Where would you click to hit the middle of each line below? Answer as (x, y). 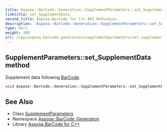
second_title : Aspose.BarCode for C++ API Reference (61, 19)
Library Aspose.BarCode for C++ (46, 124)
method (17, 65)
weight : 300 (17, 33)
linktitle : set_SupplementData (38, 14)
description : (19, 24)
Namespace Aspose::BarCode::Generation (56, 119)
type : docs (16, 28)
